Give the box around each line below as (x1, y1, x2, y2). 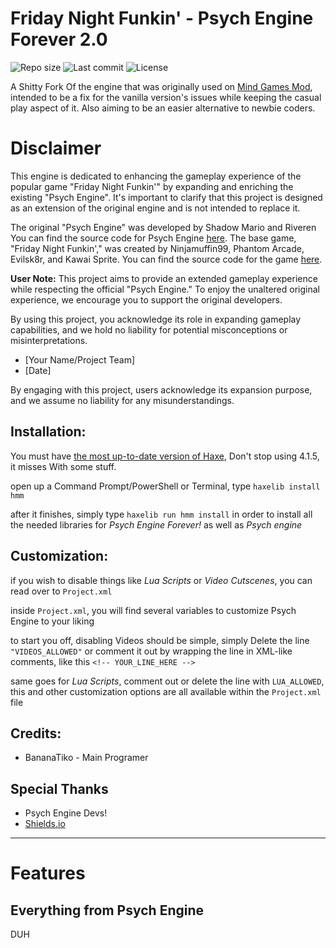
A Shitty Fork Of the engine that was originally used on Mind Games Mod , (10, 80, 313, 92)
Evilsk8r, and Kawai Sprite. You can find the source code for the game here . (10, 253, 323, 265)
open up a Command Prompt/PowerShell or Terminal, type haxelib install (10, 480, 321, 492)
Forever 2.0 (10, 28, 108, 51)
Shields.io (24, 818, 66, 830)
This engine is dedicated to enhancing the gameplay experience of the (10, 170, 302, 182)
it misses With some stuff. (10, 460, 117, 472)
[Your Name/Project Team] (24, 353, 136, 366)
